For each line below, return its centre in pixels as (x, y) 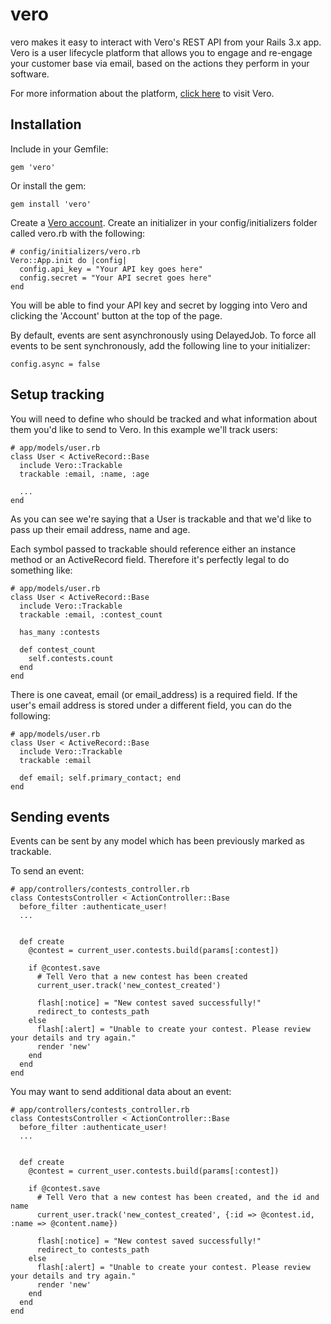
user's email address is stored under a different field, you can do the (151, 705)
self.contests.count (71, 658)
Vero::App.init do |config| (69, 260)
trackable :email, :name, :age (84, 474)
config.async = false (55, 364)
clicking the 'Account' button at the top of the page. (116, 315)
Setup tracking (57, 394)
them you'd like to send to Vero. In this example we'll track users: (144, 429)
